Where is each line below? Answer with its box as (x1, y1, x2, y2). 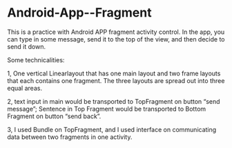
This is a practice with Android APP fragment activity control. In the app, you (7, 28, 225, 36)
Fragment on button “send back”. (7, 112, 101, 120)
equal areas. (7, 84, 43, 92)
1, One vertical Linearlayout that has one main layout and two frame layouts (7, 69, 221, 77)
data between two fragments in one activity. (7, 133, 133, 141)
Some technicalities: (7, 55, 65, 64)
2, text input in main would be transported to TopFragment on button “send (7, 97, 220, 105)
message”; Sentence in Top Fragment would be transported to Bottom (7, 104, 206, 113)
